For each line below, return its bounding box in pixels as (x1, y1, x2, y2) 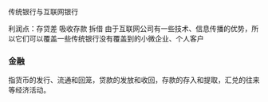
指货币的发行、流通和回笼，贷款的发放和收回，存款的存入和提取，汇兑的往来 (8, 75, 260, 85)
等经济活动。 (8, 85, 50, 95)
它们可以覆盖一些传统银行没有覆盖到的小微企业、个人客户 (14, 34, 204, 43)
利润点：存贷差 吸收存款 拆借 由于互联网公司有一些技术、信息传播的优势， (8, 24, 252, 33)
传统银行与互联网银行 (8, 7, 78, 16)
